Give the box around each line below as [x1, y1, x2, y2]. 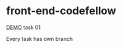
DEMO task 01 [6, 24, 40, 31]
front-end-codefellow [6, 4, 117, 18]
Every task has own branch [6, 35, 73, 42]
